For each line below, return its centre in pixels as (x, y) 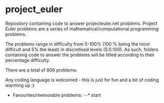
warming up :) (20, 85)
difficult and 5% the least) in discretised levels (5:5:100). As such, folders (82, 49)
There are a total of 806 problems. (41, 70)
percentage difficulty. (28, 60)
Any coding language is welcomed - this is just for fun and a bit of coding (82, 80)
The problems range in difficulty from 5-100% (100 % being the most (78, 44)
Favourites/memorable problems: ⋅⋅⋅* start (57, 95)
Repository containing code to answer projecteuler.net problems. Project (81, 23)
